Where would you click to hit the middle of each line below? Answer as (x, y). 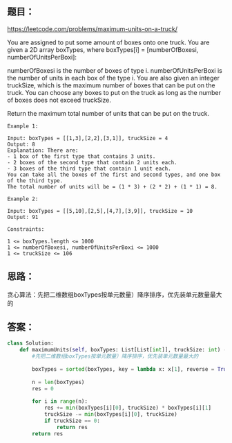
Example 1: (23, 126)
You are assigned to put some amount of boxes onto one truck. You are (108, 42)
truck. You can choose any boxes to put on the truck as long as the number (114, 92)
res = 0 (43, 389)
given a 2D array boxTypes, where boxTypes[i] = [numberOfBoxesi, (103, 49)
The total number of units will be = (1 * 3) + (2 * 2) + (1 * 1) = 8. (112, 186)
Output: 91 (23, 217)
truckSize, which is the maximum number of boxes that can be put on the (111, 85)
